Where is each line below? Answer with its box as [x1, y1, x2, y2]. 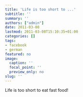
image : [5, 56, 18, 61]
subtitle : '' [5, 12, 31, 16]
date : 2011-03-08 [5, 25, 40, 30]
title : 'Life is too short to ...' [5, 7, 76, 12]
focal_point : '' [9, 65, 42, 70]
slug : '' [5, 74, 23, 79]
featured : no [5, 51, 31, 57]
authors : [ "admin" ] [5, 20, 44, 25]
